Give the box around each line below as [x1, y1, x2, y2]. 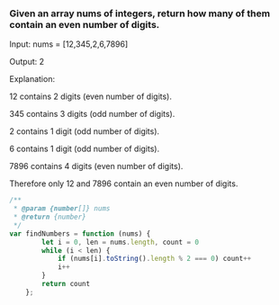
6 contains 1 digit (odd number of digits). [9, 143, 160, 155]
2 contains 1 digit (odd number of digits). [9, 126, 160, 137]
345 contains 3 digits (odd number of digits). [9, 109, 175, 120]
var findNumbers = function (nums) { [9, 229, 151, 238]
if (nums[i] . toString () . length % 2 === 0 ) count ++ [57, 255, 252, 264]
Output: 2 [9, 57, 45, 67]
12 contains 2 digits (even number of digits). [9, 91, 173, 102]
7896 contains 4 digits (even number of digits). [9, 161, 184, 172]
